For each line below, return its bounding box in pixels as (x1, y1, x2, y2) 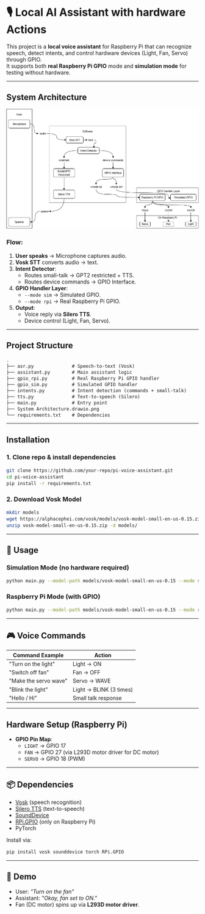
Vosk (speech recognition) (15, 799, 82, 806)
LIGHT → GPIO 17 (24, 742, 67, 750)
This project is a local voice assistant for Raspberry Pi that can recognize (6, 43, 192, 50)
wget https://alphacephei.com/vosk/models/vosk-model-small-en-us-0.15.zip (6, 516, 203, 522)
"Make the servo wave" (9, 677, 68, 685)
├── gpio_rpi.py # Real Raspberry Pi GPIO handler (6, 376, 160, 382)
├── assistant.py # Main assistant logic (6, 370, 132, 376)
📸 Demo (6, 872, 37, 882)
